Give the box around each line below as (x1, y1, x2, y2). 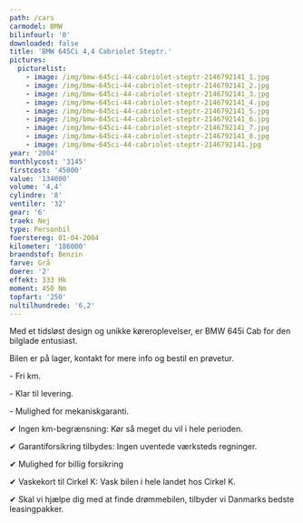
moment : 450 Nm (9, 284, 67, 293)
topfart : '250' (9, 292, 67, 301)
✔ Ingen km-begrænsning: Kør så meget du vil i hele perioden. (9, 424, 243, 435)
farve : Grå (9, 258, 51, 268)
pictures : (9, 55, 47, 65)
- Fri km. (9, 370, 41, 382)
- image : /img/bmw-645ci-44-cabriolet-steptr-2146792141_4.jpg (25, 97, 270, 107)
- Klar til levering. (9, 388, 74, 399)
